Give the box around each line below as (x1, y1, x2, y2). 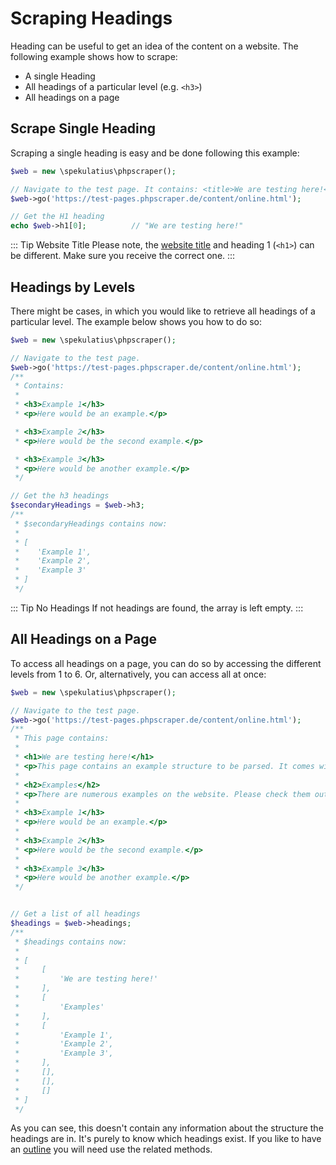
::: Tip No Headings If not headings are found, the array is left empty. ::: (10, 602, 304, 614)
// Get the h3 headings (10, 491, 110, 501)
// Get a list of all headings (10, 909, 141, 919)
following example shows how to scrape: (10, 50, 178, 62)
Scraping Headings (10, 7, 173, 30)
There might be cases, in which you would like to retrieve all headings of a (10, 305, 316, 317)
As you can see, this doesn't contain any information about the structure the (10, 1122, 324, 1134)
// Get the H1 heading (10, 212, 105, 222)
